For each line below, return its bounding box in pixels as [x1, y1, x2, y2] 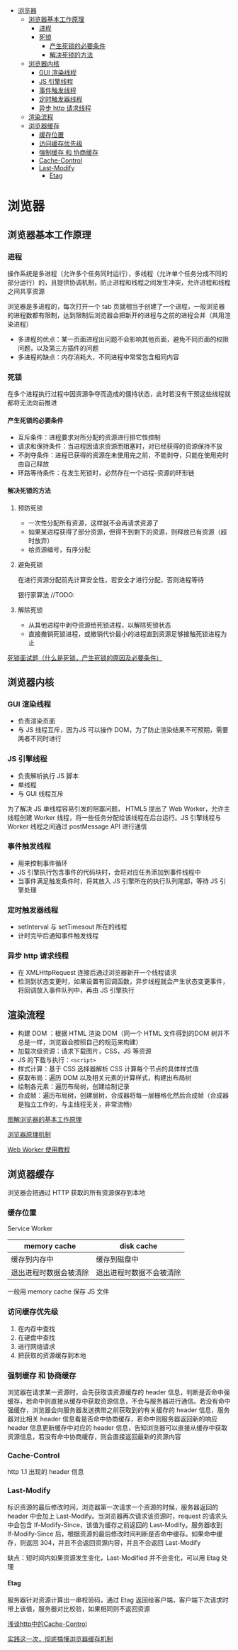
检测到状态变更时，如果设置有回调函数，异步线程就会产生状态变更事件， [17, 977, 229, 985]
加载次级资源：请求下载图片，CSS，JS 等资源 [17, 1047, 152, 1056]
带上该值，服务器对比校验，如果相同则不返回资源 [7, 1604, 150, 1613]
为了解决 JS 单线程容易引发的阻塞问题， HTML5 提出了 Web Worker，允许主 [7, 804, 230, 813]
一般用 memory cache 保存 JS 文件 [7, 1287, 110, 1296]
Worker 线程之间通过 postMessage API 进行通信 [7, 822, 147, 831]
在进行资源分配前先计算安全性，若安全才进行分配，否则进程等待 [17, 575, 204, 584]
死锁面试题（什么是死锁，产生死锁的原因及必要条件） [7, 653, 163, 662]
